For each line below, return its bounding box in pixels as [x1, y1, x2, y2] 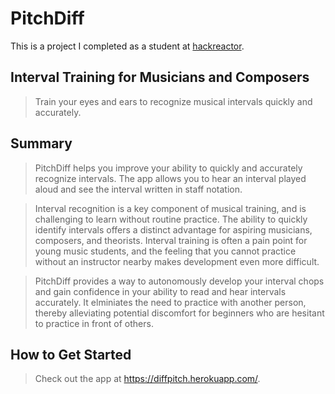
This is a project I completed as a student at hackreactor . [10, 40, 245, 52]
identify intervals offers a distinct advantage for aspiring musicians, [34, 223, 313, 236]
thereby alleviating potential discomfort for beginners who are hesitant [34, 307, 325, 319]
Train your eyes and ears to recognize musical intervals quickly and [34, 95, 313, 107]
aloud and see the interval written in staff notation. [34, 183, 243, 195]
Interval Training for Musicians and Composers [10, 69, 310, 86]
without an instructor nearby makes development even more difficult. [34, 255, 320, 267]
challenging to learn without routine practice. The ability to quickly [34, 213, 308, 225]
